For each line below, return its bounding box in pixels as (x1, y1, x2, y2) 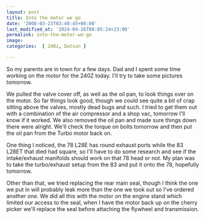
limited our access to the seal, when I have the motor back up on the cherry (6, 199, 198, 206)
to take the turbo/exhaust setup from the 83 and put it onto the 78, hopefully (6, 161, 199, 168)
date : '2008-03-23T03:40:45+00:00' (6, 20, 98, 26)
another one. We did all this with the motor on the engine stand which (6, 192, 182, 199)
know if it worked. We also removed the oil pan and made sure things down (6, 116, 197, 123)
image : (6, 37, 23, 44)
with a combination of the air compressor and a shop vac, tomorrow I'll (6, 110, 185, 117)
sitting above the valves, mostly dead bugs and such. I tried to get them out (6, 103, 198, 110)
